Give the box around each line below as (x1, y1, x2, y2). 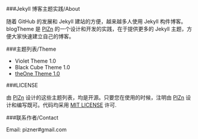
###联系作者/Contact (6, 114, 58, 121)
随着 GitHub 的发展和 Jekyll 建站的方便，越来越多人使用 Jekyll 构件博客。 (6, 18, 187, 25)
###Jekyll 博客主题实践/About (6, 5, 81, 12)
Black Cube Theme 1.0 (14, 64, 70, 70)
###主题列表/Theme (6, 45, 57, 52)
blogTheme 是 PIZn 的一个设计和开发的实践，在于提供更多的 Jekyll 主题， (6, 26, 187, 32)
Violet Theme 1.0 (14, 57, 57, 64)
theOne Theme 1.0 (14, 70, 60, 77)
